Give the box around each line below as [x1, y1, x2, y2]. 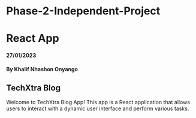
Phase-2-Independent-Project [6, 4, 161, 18]
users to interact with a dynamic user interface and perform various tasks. [6, 105, 189, 112]
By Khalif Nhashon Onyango [6, 65, 78, 72]
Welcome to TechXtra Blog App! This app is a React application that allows [6, 99, 191, 106]
